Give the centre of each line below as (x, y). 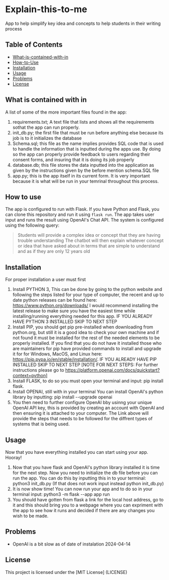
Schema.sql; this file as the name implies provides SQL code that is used (88, 143)
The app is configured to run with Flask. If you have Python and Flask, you (82, 209)
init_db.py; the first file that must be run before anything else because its (88, 132)
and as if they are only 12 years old (54, 251)
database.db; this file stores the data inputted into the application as (83, 165)
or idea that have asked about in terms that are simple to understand (89, 246)
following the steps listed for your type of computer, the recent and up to (88, 295)
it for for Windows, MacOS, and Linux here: (57, 354)
